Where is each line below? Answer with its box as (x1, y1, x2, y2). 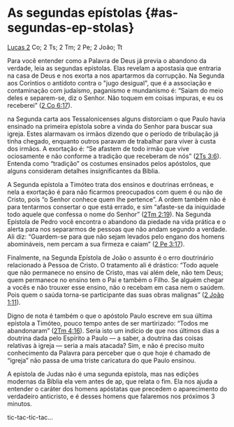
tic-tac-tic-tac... (7, 413, 54, 421)
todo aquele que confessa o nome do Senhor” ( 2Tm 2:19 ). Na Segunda (7, 210, 212, 218)
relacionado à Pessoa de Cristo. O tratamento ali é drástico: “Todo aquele (7, 260, 219, 269)
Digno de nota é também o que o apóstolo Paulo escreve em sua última (7, 311, 213, 320)
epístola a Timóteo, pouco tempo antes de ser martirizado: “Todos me (7, 318, 209, 327)
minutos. (7, 399, 33, 407)
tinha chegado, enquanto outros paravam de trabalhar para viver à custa (7, 136, 217, 145)
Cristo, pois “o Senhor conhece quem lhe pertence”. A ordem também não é (7, 195, 226, 204)
